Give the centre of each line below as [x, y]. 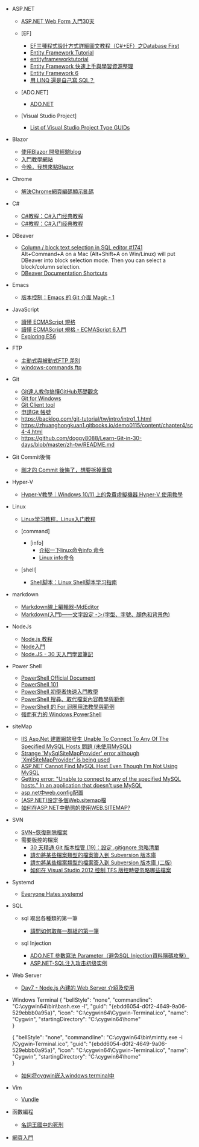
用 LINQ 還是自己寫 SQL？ [62, 80]
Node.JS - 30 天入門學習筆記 [57, 654]
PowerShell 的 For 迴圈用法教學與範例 [68, 707]
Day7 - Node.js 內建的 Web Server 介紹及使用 [77, 988]
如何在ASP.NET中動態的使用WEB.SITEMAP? [76, 808]
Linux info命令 [56, 557]
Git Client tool [38, 405]
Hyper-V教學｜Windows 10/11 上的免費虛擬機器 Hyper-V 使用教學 [102, 495]
